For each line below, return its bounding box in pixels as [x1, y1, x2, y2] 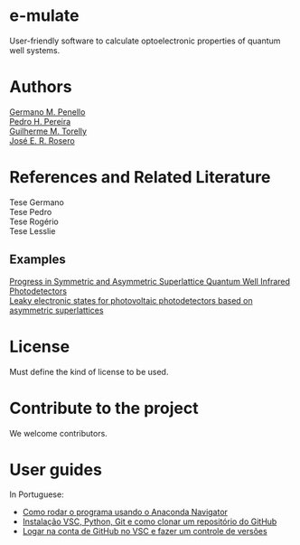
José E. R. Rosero [9, 135, 75, 146]
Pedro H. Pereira [9, 116, 71, 127]
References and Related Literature [9, 167, 271, 188]
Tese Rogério [9, 216, 59, 227]
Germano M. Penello [9, 106, 86, 117]
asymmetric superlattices [9, 305, 104, 315]
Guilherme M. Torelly [9, 126, 88, 136]
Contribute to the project [9, 398, 199, 418]
